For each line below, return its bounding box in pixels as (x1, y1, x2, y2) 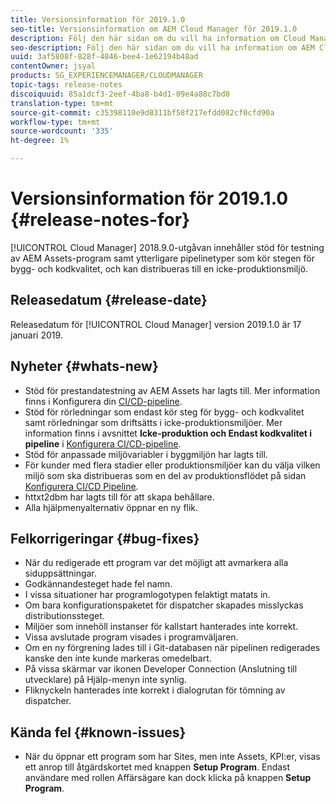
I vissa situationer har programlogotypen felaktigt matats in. (24, 589, 271, 601)
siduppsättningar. (24, 567, 97, 580)
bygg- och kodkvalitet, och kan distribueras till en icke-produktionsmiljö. (10, 262, 309, 275)
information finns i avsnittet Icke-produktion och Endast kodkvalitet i (24, 427, 313, 439)
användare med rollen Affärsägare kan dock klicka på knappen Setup (24, 772, 312, 784)
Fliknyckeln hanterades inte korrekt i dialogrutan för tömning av (24, 684, 286, 696)
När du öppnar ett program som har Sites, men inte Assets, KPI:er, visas (24, 751, 321, 763)
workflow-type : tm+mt (10, 117, 101, 127)
